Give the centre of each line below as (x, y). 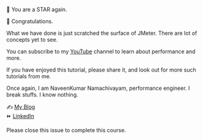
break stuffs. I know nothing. (42, 94)
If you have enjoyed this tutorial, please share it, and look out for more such (102, 70)
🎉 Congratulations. (30, 21)
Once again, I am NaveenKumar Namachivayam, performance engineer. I (98, 88)
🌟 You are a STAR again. (37, 9)
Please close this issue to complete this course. (66, 130)
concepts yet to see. (32, 39)
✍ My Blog (21, 107)
